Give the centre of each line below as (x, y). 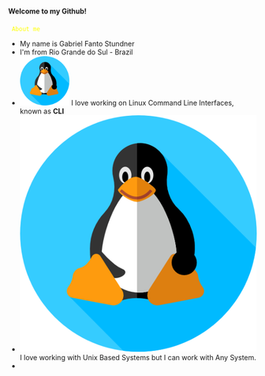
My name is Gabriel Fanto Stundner (77, 44)
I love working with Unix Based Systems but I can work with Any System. (138, 358)
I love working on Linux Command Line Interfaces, (152, 103)
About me (26, 29)
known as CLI (42, 111)
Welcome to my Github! (47, 11)
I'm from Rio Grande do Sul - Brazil (76, 52)
